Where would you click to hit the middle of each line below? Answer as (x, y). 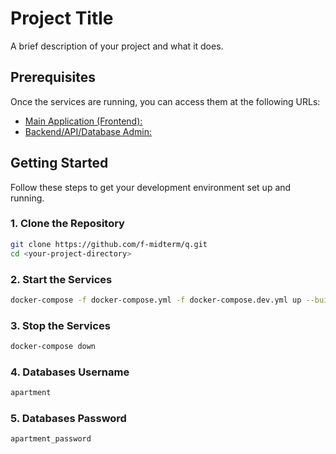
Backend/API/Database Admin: (88, 131)
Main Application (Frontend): (83, 121)
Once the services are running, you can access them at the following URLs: (165, 101)
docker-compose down (53, 347)
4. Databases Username (70, 372)
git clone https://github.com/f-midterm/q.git (109, 244)
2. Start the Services (61, 279)
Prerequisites (53, 77)
